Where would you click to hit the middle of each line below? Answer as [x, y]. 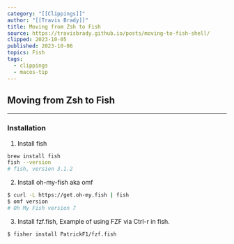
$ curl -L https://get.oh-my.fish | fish [68, 195]
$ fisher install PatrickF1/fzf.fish [62, 234]
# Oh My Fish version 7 [42, 208]
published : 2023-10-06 [40, 46]
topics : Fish [26, 53]
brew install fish [34, 156]
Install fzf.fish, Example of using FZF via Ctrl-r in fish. [94, 221]
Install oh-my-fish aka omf [55, 183]
